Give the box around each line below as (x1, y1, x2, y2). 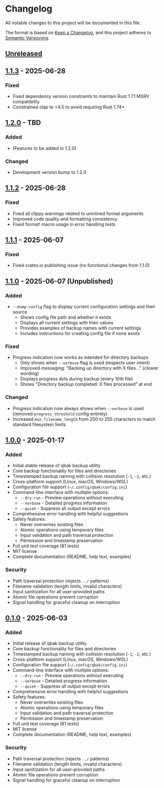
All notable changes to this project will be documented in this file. (5, 20, 141, 26)
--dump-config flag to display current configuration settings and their (12, 304, 155, 310)
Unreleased (5, 49, 43, 58)
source (12, 309, 28, 315)
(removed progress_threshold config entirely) (12, 411, 107, 417)
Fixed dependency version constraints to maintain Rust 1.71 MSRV (12, 93, 150, 99)
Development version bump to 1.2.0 (12, 170, 87, 175)
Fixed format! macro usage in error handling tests (12, 221, 116, 227)
